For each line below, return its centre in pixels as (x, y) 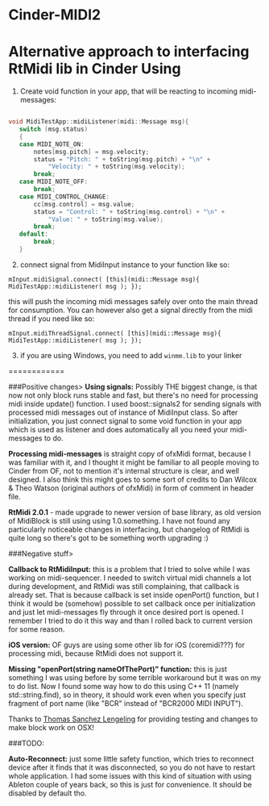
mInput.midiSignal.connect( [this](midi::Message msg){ (104, 279)
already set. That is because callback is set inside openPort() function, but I (134, 595)
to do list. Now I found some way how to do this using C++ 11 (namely (124, 686)
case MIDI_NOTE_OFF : (54, 182)
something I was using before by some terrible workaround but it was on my (135, 677)
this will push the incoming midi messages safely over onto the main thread (133, 301)
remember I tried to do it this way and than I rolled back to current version (131, 620)
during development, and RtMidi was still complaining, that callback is (124, 586)
